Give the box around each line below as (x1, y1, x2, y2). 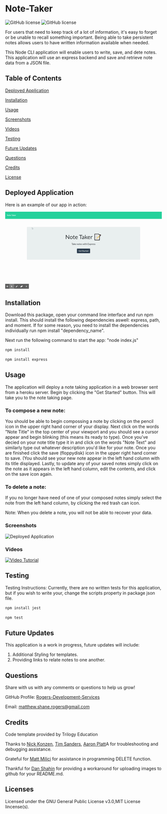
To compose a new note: (5, 407, 66, 414)
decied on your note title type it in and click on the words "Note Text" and (5, 439, 156, 445)
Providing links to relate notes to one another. (12, 657, 105, 663)
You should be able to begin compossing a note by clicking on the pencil (5, 418, 154, 424)
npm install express (5, 357, 48, 362)
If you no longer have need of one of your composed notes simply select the (5, 495, 162, 501)
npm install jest (5, 605, 41, 610)
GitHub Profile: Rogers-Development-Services (5, 694, 100, 700)
